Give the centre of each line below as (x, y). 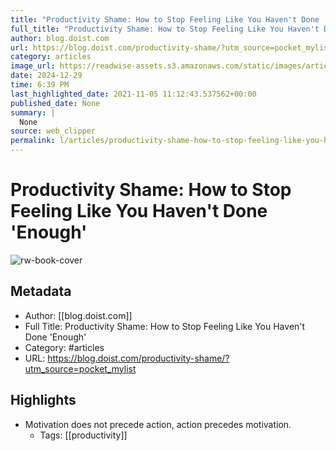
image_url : (33, 66)
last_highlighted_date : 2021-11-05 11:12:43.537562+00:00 (133, 94)
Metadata (41, 291)
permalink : (33, 141)
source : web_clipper (53, 131)
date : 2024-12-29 (46, 76)
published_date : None (55, 103)
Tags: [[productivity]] (83, 435)
